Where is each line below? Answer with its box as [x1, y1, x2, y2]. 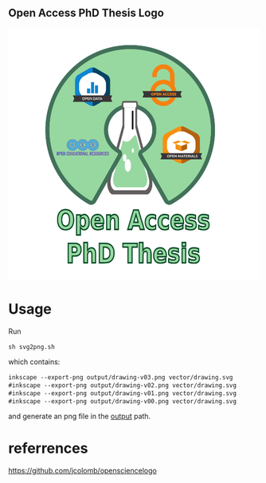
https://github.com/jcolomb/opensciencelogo [8, 465, 157, 475]
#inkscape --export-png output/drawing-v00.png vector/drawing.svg [8, 397, 237, 406]
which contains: [8, 357, 61, 366]
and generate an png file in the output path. [8, 411, 151, 421]
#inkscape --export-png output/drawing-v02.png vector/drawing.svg [8, 381, 237, 390]
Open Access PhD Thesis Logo [8, 6, 165, 20]
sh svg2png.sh [8, 342, 56, 350]
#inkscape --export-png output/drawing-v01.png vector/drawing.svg [8, 389, 237, 398]
